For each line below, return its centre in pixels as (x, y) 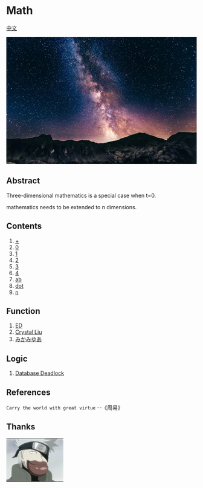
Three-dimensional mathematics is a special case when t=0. (81, 195)
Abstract (23, 181)
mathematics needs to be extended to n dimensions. (72, 207)
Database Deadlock (40, 373)
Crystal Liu (28, 332)
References (28, 392)
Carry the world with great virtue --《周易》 (65, 408)
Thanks (21, 427)
